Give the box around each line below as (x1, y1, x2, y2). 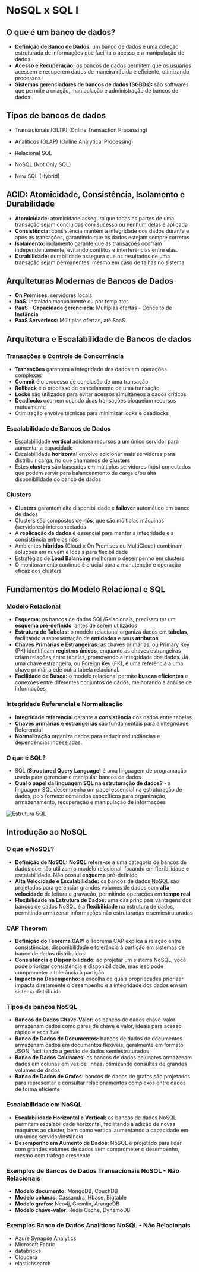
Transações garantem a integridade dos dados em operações (14, 366, 168, 373)
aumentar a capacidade (14, 444, 73, 451)
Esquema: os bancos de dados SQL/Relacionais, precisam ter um (14, 616, 176, 623)
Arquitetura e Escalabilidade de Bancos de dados (6, 334, 192, 344)
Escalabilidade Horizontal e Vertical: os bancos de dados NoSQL (14, 1114, 176, 1121)
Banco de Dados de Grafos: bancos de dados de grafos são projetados (14, 1073, 191, 1080)
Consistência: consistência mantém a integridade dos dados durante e (14, 227, 189, 235)
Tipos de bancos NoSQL (6, 1002, 77, 1011)
